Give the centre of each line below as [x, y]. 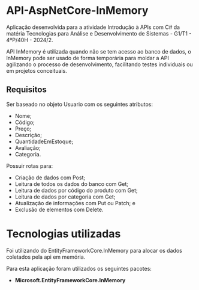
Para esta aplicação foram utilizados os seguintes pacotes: [79, 268]
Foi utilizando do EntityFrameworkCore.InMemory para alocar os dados [94, 250]
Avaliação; [28, 147]
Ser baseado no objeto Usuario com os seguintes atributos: [80, 104]
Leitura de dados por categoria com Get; [65, 197]
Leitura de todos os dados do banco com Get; [72, 184]
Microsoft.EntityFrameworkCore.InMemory [70, 280]
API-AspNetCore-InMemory [77, 11]
